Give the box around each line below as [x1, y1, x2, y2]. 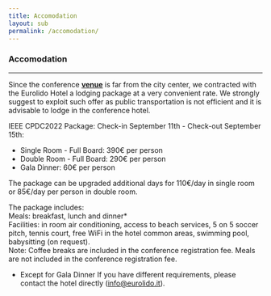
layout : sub [8, 19, 48, 27]
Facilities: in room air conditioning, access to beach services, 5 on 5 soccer [8, 219, 259, 229]
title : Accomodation [8, 11, 78, 20]
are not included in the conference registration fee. [8, 254, 177, 264]
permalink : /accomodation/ [8, 27, 99, 35]
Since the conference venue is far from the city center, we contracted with [8, 79, 256, 89]
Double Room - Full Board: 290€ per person [19, 154, 167, 163]
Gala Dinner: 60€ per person [19, 163, 115, 172]
